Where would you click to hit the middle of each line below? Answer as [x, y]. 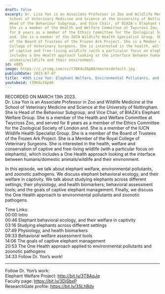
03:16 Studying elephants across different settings [56, 225]
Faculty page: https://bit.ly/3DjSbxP [41, 281]
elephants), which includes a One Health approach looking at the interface [80, 154]
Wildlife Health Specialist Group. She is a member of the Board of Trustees [81, 133]
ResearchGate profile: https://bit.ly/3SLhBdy [50, 286]
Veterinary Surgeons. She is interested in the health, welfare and [70, 143]
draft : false [18, 10]
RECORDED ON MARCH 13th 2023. [41, 97]
